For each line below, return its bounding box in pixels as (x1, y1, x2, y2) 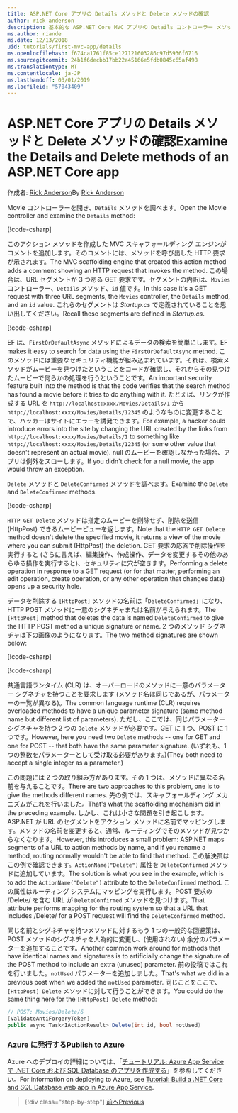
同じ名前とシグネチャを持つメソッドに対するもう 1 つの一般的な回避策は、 (7, 926, 225, 935)
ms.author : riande (7, 30, 62, 38)
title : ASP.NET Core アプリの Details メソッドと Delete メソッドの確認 (7, 10, 210, 18)
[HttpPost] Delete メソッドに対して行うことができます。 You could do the (7, 987, 224, 995)
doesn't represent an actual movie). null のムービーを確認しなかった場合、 (7, 448, 225, 457)
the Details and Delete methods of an (7, 149, 229, 165)
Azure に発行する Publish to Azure (7, 1040, 125, 1050)
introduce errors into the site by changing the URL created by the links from (7, 425, 228, 433)
